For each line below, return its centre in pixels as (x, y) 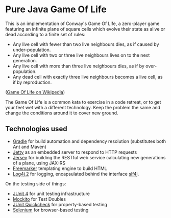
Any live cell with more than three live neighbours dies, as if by (78, 66)
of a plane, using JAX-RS (39, 163)
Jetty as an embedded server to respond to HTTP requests (75, 152)
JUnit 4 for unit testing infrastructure (51, 193)
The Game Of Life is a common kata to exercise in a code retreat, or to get (83, 102)
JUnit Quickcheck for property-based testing (60, 204)
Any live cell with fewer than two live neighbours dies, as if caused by (86, 44)
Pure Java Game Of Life (56, 9)
